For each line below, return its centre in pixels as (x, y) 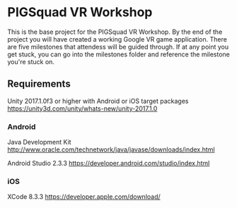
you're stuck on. (31, 61)
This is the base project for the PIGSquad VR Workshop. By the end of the (115, 32)
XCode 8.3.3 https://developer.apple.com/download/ (84, 197)
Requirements (39, 84)
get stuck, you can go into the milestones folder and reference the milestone (118, 54)
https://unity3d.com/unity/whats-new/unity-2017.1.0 (82, 108)
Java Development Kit (40, 142)
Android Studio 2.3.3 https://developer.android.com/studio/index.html (109, 164)
